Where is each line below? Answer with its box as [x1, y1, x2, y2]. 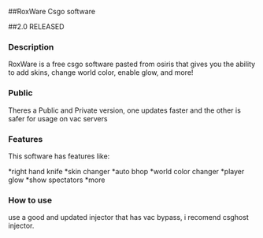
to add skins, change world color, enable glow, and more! [8, 68, 194, 77]
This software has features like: [8, 151, 110, 161]
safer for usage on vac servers [8, 113, 108, 123]
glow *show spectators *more [8, 175, 106, 184]
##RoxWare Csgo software [8, 7, 96, 16]
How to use [8, 195, 53, 206]
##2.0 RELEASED [8, 22, 65, 31]
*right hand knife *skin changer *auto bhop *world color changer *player [8, 166, 245, 176]
